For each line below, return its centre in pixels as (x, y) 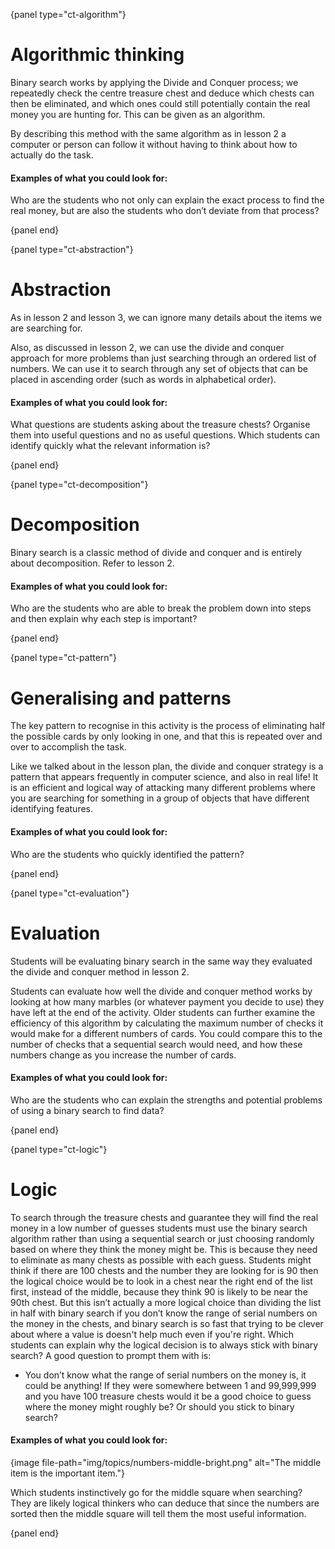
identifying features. (52, 809)
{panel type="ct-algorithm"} (68, 14)
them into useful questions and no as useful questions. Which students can (165, 435)
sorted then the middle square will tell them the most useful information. (158, 1513)
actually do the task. (52, 155)
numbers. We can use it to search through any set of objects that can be (159, 369)
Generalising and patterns (121, 698)
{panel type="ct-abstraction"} (72, 250)
